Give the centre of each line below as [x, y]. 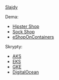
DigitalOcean [26, 72]
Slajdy [12, 7]
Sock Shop [24, 32]
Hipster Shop [26, 26]
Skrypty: [14, 46]
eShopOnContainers [33, 37]
